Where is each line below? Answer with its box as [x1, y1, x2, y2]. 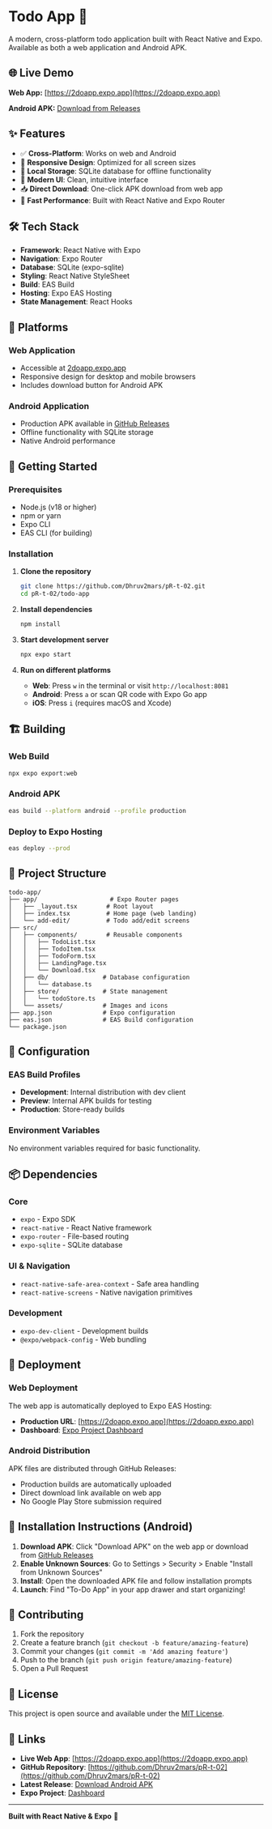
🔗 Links [8, 1732, 46, 1746]
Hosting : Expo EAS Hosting [19, 288, 113, 298]
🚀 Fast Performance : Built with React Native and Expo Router [19, 195, 225, 205]
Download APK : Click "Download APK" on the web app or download [19, 1542, 249, 1551]
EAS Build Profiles [8, 1069, 81, 1080]
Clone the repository [19, 567, 91, 576]
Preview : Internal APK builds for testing [19, 1096, 152, 1106]
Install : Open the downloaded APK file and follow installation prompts [19, 1576, 253, 1585]
